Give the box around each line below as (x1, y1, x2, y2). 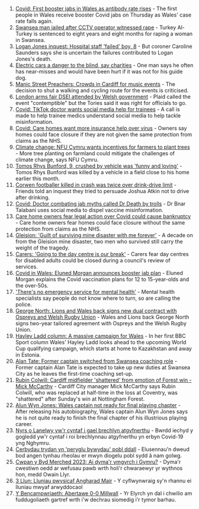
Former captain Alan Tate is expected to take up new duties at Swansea (15, 364, 191, 371)
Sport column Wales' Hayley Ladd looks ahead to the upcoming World (15, 339, 187, 345)
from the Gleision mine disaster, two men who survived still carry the (15, 238, 183, 245)
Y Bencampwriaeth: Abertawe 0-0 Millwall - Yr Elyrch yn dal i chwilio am (15, 490, 192, 497)
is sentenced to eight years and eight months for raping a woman (33, 30, 193, 37)
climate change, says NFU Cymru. (15, 156, 99, 163)
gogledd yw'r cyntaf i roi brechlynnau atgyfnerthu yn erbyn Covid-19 (15, 433, 184, 440)
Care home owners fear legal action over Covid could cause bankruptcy (15, 213, 191, 220)
